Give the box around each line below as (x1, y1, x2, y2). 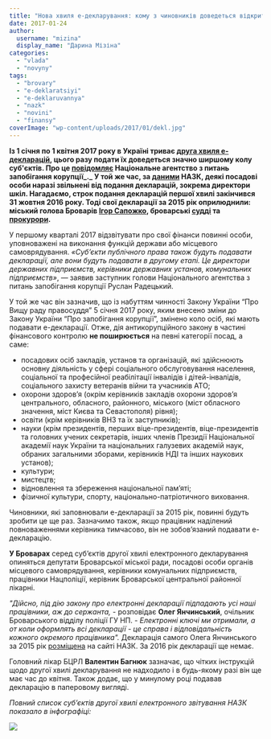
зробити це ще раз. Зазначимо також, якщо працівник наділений (9, 515, 232, 525)
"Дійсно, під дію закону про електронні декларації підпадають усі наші (9, 598, 257, 608)
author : (9, 27, 35, 35)
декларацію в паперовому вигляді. (9, 682, 129, 692)
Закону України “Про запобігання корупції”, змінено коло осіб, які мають (9, 314, 261, 323)
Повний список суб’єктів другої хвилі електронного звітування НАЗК (9, 697, 248, 708)
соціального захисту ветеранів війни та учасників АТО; (20, 380, 211, 390)
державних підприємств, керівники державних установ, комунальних (9, 264, 252, 273)
